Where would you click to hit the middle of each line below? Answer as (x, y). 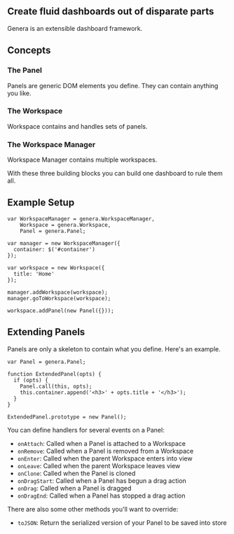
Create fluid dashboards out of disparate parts (111, 12)
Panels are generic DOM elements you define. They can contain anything (113, 85)
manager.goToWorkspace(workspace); (59, 298)
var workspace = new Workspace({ (56, 268)
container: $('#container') (55, 249)
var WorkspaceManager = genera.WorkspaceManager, (81, 219)
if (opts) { (31, 380)
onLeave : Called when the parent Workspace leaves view (99, 465)
